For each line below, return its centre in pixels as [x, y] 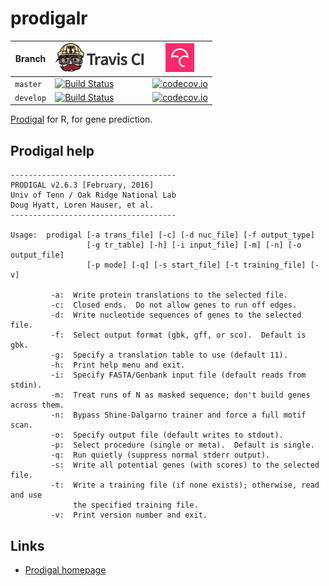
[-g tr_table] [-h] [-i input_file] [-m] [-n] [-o [194, 245]
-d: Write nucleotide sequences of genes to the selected [176, 315]
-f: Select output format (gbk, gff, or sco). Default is [178, 335]
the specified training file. [136, 505]
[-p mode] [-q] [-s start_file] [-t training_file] [196, 265]
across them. [37, 405]
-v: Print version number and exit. [129, 515]
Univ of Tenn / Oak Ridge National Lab [93, 195]
